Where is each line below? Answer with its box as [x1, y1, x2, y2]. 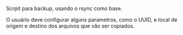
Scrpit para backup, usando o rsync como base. [6, 5, 123, 12]
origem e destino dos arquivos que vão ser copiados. [6, 23, 135, 29]
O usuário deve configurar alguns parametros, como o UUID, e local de [6, 16, 178, 23]
